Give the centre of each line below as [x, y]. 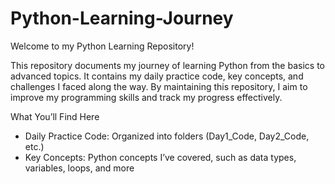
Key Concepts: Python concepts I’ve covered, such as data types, [160, 157]
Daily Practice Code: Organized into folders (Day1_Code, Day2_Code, [167, 136]
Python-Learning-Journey [122, 18]
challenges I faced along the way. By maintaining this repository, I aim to [159, 86]
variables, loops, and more [79, 168]
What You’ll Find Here [55, 116]
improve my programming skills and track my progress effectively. [146, 97]
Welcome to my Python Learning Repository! [102, 46]
